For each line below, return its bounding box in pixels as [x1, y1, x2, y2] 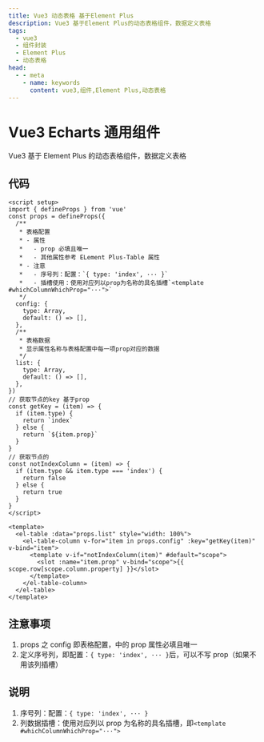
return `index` [22, 417, 74, 425]
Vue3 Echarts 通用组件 [8, 123, 161, 141]
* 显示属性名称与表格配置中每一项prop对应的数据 [18, 345, 160, 353]
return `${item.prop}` [22, 431, 98, 439]
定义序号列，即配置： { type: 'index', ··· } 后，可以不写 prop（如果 [19, 649, 250, 659]
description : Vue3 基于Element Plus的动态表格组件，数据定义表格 [8, 19, 212, 27]
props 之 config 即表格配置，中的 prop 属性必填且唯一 [19, 640, 198, 649]
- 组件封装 [15, 42, 47, 50]
